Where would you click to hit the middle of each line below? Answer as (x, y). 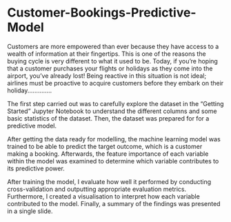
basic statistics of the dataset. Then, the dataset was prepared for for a (108, 118)
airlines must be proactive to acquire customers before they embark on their (115, 83)
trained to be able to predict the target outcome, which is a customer (105, 146)
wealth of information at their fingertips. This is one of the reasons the (107, 54)
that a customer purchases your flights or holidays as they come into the (110, 68)
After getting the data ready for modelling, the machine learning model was (114, 139)
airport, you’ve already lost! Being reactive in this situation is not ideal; (107, 75)
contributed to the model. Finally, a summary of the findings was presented (114, 203)
